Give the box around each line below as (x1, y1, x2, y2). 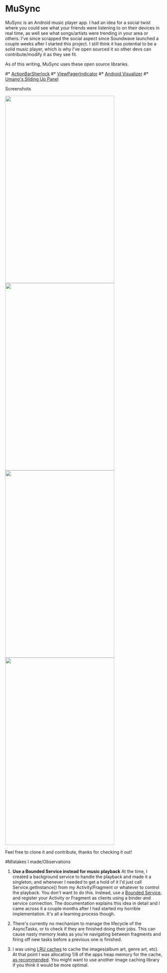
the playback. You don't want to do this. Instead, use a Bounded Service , (12, 890, 162, 896)
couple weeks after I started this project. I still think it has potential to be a (5, 40, 157, 46)
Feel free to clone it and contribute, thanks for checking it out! (5, 849, 132, 855)
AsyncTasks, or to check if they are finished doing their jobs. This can (12, 926, 156, 932)
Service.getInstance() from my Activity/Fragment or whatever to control (12, 884, 160, 890)
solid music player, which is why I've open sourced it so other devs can (5, 46, 152, 52)
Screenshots (5, 85, 31, 91)
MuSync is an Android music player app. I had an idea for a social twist (5, 19, 151, 25)
